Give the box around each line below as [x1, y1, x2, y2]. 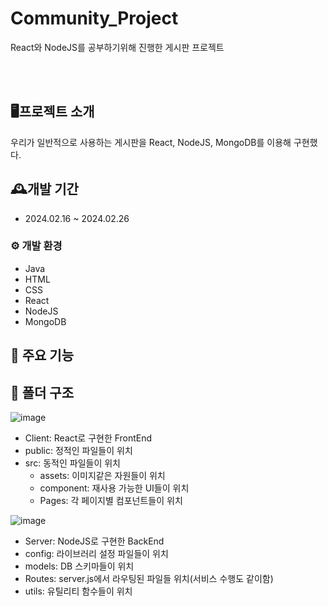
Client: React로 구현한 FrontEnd [24, 432, 153, 444]
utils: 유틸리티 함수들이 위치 [24, 585, 133, 597]
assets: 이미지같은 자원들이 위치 [39, 470, 166, 482]
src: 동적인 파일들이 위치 [24, 457, 121, 469]
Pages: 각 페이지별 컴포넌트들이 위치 [39, 495, 183, 507]
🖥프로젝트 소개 [10, 103, 95, 121]
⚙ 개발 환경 [10, 239, 63, 253]
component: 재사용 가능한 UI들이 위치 [39, 482, 190, 494]
